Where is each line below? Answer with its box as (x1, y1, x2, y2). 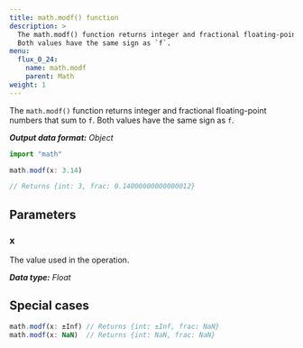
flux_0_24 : (17, 55, 59, 64)
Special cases (9, 298, 90, 314)
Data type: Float (9, 271, 71, 282)
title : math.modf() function (9, 13, 119, 23)
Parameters (9, 206, 77, 222)
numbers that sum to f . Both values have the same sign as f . (9, 114, 234, 125)
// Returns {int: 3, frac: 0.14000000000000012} (9, 182, 196, 191)
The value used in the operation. (9, 254, 130, 265)
